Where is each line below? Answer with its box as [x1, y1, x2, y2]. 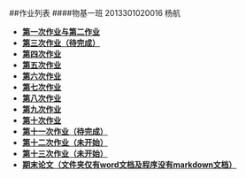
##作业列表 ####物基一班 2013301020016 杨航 [9, 8, 181, 18]
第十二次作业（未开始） [21, 137, 108, 148]
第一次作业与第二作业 [21, 27, 100, 37]
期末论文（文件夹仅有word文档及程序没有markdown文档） [21, 159, 237, 170]
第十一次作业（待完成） [21, 127, 108, 136]
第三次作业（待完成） [21, 38, 100, 48]
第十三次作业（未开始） [21, 149, 108, 159]
